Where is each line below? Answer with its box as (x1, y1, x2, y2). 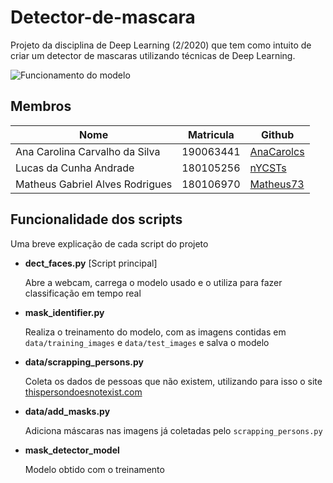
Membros (10, 98, 72, 115)
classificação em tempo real (24, 287, 142, 299)
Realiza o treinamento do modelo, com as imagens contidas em (24, 326, 287, 338)
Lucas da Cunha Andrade (15, 161, 135, 175)
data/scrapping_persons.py (24, 356, 144, 368)
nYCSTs (249, 161, 287, 175)
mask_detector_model (24, 444, 120, 456)
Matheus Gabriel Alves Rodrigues (15, 177, 173, 191)
